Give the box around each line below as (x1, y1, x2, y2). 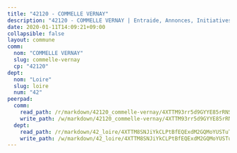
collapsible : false (7, 30, 65, 37)
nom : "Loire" (13, 75, 52, 83)
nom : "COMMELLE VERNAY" (13, 50, 83, 57)
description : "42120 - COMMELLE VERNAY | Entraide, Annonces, (7, 17, 194, 24)
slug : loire (13, 82, 49, 90)
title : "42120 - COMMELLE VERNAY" (7, 10, 109, 18)
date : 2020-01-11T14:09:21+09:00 (7, 23, 106, 30)
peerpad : (7, 96, 33, 103)
